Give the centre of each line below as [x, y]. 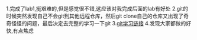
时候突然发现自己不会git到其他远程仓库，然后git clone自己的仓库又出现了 [95, 16]
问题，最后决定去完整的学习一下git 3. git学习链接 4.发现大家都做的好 [109, 23]
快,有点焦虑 [20, 31]
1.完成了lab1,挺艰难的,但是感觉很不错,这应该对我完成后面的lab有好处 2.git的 [97, 9]
